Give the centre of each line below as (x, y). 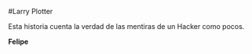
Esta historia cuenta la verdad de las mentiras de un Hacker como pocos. (126, 26)
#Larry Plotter (31, 11)
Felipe (18, 41)
